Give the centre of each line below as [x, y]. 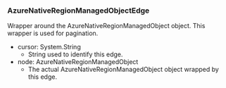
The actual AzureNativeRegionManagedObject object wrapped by [124, 70]
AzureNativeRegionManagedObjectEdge [79, 11]
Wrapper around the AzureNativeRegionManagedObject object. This [106, 26]
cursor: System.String [49, 47]
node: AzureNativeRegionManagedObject [78, 62]
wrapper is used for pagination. [53, 33]
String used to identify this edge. [75, 54]
